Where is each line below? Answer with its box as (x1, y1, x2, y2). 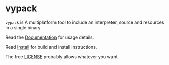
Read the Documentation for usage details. (5, 34, 94, 40)
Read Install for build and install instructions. (5, 44, 97, 50)
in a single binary (5, 24, 41, 30)
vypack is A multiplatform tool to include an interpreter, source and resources (5, 19, 164, 25)
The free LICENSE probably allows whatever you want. (5, 53, 119, 60)
